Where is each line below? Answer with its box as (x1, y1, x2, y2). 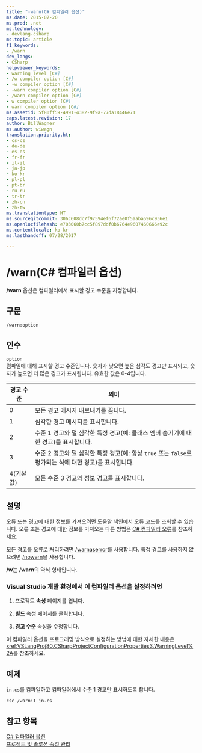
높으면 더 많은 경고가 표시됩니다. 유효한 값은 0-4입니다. (17, 370, 147, 377)
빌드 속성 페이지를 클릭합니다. (14, 610, 85, 617)
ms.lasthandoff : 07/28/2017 (6, 232, 77, 238)
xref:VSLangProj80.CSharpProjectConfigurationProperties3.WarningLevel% (6, 642, 194, 650)
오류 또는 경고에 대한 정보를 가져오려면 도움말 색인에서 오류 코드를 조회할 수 (6, 518, 183, 525)
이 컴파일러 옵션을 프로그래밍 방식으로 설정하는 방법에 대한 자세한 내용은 (6, 636, 175, 643)
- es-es (6, 149, 26, 155)
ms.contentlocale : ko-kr (6, 227, 69, 233)
